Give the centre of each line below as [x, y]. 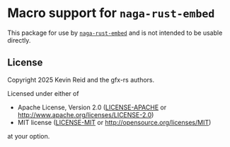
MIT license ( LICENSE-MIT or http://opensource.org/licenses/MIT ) [114, 122]
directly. [19, 40]
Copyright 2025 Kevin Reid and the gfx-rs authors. [81, 80]
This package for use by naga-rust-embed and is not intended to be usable [115, 33]
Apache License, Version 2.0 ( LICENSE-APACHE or [92, 107]
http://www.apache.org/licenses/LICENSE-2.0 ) [86, 114]
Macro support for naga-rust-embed [111, 13]
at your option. [29, 136]
